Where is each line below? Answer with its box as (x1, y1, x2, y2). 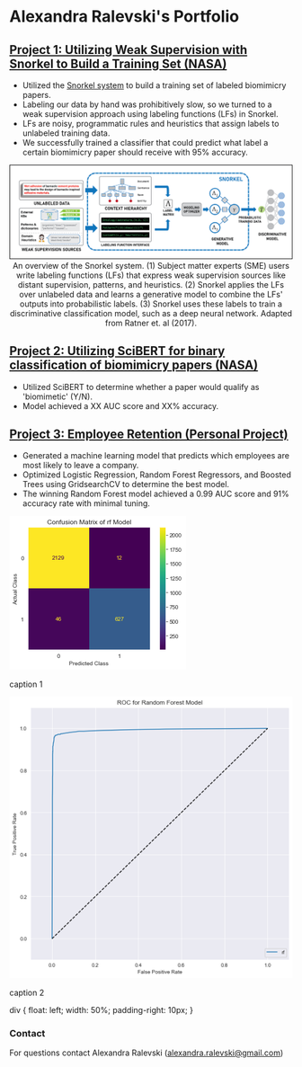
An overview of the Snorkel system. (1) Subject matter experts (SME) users (12, 260, 290, 271)
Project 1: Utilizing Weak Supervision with (9, 42, 248, 58)
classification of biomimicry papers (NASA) (9, 358, 259, 373)
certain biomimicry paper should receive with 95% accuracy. (22, 147, 249, 157)
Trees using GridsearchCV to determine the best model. (22, 479, 230, 490)
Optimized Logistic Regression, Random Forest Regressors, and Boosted (22, 469, 292, 480)
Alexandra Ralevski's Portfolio (9, 6, 240, 27)
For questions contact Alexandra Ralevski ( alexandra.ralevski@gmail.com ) (9, 1047, 284, 1058)
